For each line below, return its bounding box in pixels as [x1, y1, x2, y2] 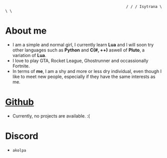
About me [5, 25, 47, 36]
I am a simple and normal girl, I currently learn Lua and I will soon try [12, 41, 154, 47]
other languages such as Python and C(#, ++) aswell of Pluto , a [12, 47, 145, 53]
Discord [5, 130, 38, 142]
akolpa [12, 147, 26, 153]
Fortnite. [12, 62, 30, 69]
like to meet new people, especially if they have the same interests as [12, 73, 156, 79]
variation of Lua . [12, 52, 46, 58]
